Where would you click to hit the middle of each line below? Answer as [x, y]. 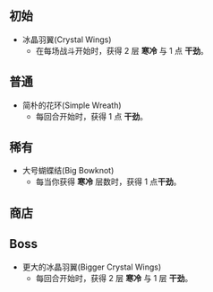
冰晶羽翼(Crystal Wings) [67, 40]
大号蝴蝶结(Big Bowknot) [68, 171]
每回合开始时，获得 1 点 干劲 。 [92, 116]
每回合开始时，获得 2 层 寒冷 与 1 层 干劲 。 [114, 278]
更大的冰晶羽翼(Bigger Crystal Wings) [92, 267]
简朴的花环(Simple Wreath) [72, 105]
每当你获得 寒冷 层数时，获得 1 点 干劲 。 [108, 181]
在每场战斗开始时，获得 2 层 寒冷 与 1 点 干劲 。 [122, 50]
